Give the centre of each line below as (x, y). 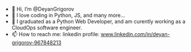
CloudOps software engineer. (47, 27)
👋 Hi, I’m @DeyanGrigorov (43, 9)
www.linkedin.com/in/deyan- (135, 34)
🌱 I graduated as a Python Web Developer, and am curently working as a (98, 21)
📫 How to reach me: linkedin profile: (56, 34)
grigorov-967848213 (36, 43)
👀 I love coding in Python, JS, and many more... (68, 15)
